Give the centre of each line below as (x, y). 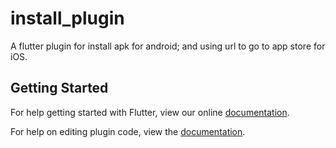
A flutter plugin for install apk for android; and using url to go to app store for (168, 46)
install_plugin (67, 18)
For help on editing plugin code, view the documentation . (128, 131)
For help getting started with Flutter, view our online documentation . (150, 112)
